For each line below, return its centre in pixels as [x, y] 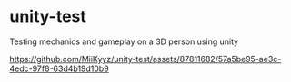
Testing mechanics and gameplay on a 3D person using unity [124, 41]
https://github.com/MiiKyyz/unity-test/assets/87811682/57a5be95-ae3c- [145, 59]
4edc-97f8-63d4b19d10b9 [59, 68]
